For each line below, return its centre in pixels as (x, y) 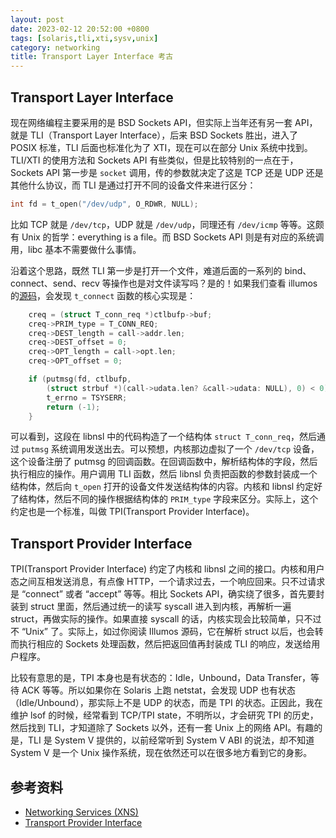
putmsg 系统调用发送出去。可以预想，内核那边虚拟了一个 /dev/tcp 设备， (170, 449)
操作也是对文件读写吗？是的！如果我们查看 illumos (214, 283)
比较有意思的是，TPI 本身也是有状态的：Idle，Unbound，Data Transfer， (160, 678)
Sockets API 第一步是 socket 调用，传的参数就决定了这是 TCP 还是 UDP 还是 (167, 172)
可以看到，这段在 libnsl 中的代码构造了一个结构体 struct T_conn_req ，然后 (163, 437)
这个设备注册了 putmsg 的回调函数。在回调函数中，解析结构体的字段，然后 (164, 462)
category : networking (55, 47)
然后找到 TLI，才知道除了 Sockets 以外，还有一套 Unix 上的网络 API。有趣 (162, 728)
